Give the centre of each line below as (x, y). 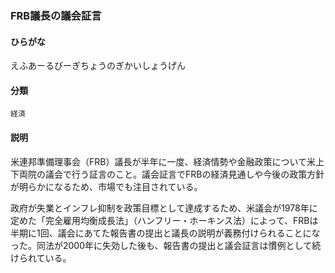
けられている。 (41, 258)
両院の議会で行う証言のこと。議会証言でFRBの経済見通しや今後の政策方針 (171, 174)
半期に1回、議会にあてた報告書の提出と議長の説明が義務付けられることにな (165, 233)
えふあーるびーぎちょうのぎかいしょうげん (98, 66)
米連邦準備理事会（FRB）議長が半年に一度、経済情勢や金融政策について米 (163, 161)
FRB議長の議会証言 (56, 15)
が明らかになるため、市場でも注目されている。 (106, 186)
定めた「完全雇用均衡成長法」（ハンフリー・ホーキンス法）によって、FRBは (164, 220)
